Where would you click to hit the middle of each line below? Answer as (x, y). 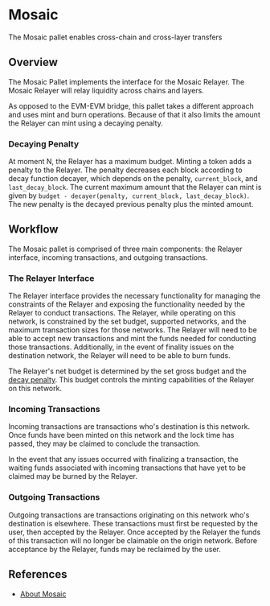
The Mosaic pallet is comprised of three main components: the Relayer (125, 249)
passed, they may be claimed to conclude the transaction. (104, 443)
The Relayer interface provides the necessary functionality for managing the (135, 296)
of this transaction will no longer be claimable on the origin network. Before (133, 540)
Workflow (33, 230)
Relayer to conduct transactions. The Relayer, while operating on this (122, 313)
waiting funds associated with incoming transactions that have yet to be (127, 468)
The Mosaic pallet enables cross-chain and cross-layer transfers (115, 37)
